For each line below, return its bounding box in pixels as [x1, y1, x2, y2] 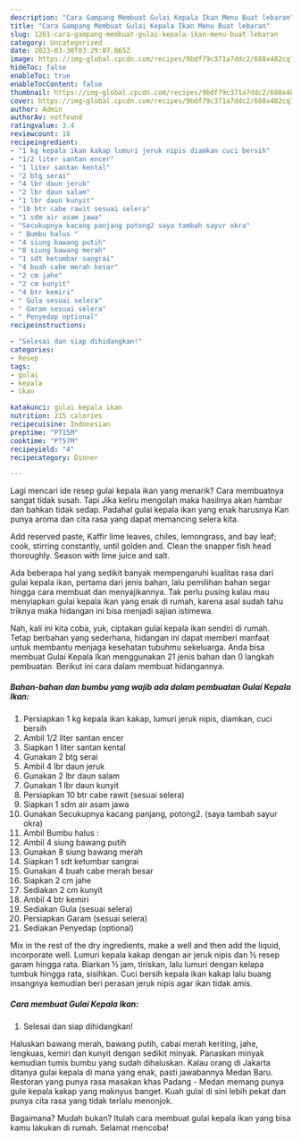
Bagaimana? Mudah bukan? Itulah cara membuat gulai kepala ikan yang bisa [10, 1113, 291, 1124]
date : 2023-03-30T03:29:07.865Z [10, 47, 130, 55]
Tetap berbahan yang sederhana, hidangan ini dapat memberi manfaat [10, 633, 271, 643]
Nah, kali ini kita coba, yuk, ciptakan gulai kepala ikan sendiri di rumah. [10, 623, 271, 634]
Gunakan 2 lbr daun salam [22, 770, 120, 781]
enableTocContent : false [10, 80, 103, 89]
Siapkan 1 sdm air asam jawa [22, 799, 130, 810]
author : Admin [10, 105, 63, 114]
